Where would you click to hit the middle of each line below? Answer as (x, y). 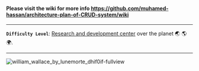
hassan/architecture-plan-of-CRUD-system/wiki (68, 14)
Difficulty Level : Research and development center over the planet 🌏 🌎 (97, 34)
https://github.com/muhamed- (130, 8)
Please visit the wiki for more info (48, 8)
